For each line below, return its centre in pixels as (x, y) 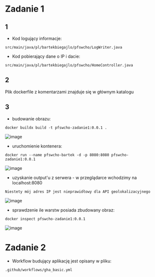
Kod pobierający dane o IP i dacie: (46, 56)
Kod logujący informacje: (37, 38)
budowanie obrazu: (31, 119)
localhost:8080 (27, 182)
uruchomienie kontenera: (37, 146)
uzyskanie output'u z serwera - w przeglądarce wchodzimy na (74, 178)
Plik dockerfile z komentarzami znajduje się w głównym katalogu (70, 92)
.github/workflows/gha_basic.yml (39, 270)
